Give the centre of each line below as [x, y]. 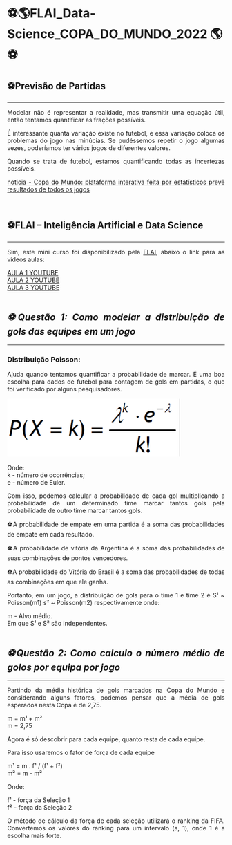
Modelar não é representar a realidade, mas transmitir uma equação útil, [116, 112]
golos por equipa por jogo [64, 667]
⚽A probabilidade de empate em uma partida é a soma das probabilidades [116, 524]
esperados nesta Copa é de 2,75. [55, 705]
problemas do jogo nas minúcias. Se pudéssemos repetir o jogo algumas [116, 140]
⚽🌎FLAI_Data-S [51, 13]
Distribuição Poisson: [44, 359]
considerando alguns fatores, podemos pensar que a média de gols [116, 698]
